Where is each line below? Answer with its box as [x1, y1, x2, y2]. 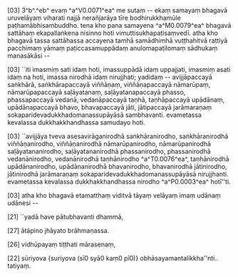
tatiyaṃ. [7, 261, 31, 270]
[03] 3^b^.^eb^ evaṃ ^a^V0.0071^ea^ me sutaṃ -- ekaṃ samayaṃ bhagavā [7, 6, 228, 14]
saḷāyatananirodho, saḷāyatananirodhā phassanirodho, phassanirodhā [7, 147, 212, 155]
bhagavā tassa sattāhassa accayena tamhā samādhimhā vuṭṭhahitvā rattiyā [7, 36, 228, 45]
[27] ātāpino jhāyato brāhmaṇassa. [7, 226, 110, 234]
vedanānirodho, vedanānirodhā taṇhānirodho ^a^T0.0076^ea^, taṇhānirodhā [7, 155, 229, 163]
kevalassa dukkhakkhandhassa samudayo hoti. [7, 118, 145, 127]
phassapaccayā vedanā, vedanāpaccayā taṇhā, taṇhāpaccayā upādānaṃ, [7, 95, 225, 104]
